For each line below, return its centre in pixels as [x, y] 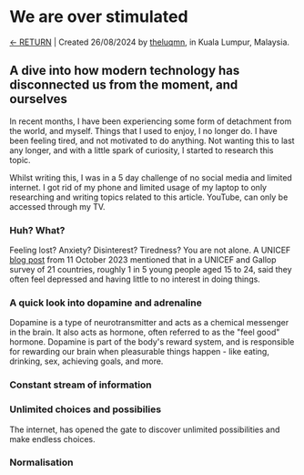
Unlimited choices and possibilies [86, 409]
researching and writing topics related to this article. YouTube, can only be [149, 197]
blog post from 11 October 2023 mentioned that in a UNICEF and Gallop [143, 260]
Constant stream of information [81, 385]
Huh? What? [37, 230]
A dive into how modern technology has [125, 71]
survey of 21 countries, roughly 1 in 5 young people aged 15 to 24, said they [151, 270]
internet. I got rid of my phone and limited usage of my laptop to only [138, 187]
